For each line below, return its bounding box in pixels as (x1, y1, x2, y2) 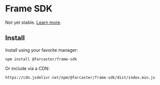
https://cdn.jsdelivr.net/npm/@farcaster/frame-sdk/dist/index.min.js (5, 75, 155, 80)
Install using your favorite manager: (5, 47, 78, 53)
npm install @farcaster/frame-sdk (5, 57, 77, 62)
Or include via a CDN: (5, 65, 50, 71)
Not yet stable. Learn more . (5, 19, 61, 25)
